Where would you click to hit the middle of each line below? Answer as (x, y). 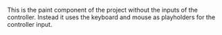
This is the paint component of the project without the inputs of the (103, 10)
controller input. (30, 24)
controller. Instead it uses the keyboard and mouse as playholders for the (111, 17)
